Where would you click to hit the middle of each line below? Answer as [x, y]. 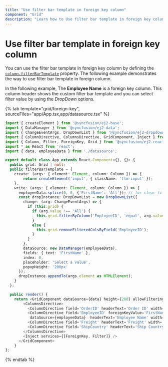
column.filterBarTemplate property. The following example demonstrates [81, 73]
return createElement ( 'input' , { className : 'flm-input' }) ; [88, 179]
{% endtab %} [20, 360]
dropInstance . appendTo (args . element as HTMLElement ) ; [76, 276]
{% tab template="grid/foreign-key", [42, 109]
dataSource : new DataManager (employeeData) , [70, 248]
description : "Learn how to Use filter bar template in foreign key [78, 19]
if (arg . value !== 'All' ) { [61, 211]
